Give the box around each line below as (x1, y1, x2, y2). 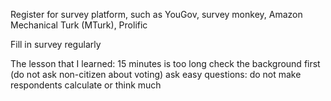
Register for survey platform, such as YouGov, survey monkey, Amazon (10, 9, 303, 20)
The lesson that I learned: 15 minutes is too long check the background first (10, 58, 321, 69)
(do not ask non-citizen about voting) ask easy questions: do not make (10, 69, 302, 80)
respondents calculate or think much (10, 79, 162, 91)
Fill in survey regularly (10, 39, 102, 50)
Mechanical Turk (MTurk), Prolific (10, 19, 148, 31)
